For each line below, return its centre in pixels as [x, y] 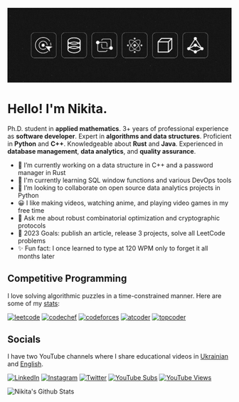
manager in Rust [42, 172]
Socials [24, 339]
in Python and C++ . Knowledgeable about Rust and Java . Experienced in [115, 144]
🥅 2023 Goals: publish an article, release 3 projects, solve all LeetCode [121, 233]
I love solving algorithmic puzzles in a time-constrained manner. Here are [115, 295]
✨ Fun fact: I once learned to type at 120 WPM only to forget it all [113, 248]
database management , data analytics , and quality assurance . [102, 151]
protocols [32, 226]
